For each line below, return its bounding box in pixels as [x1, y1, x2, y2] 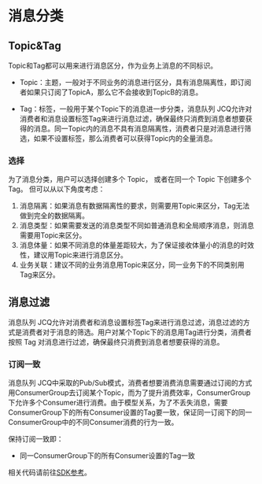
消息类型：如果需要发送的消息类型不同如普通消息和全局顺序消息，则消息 [19, 221, 254, 231]
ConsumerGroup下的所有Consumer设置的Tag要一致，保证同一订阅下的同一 [8, 408, 253, 417]
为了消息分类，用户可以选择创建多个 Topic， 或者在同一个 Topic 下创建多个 [8, 175, 252, 184]
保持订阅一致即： [8, 434, 64, 444]
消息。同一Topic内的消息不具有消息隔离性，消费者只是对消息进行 [33, 124, 245, 133]
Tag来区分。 [19, 270, 61, 279]
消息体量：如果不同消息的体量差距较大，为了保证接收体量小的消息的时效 [19, 241, 254, 250]
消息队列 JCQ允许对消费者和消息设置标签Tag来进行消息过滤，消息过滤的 [8, 318, 244, 327]
